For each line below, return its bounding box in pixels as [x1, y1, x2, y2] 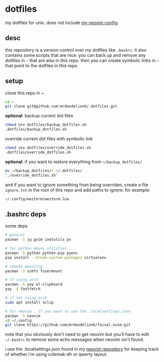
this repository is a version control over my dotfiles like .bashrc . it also [5, 47, 147, 53]
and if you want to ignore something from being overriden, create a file [5, 182, 148, 188]
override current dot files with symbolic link [5, 136, 93, 142]
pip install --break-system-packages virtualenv [5, 255, 107, 260]
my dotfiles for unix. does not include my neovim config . [5, 20, 119, 26]
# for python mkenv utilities [5, 246, 67, 251]
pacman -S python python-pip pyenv [5, 251, 78, 255]
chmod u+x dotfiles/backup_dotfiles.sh [5, 122, 87, 127]
